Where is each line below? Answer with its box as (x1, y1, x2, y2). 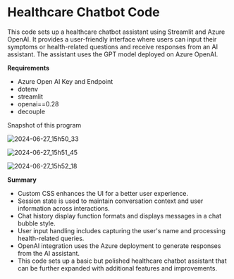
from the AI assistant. (17, 249, 80, 257)
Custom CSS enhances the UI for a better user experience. (17, 189, 189, 197)
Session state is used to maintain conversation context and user (17, 197, 204, 205)
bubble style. (17, 219, 56, 228)
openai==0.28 (17, 99, 59, 108)
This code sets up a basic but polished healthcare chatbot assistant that (17, 256, 227, 265)
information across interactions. (17, 204, 111, 212)
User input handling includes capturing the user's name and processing (17, 226, 226, 235)
